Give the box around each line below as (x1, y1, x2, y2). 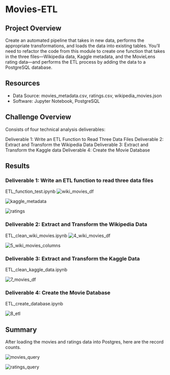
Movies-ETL (5, 4, 58, 15)
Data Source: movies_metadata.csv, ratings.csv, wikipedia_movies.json (12, 93, 162, 99)
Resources (5, 79, 40, 88)
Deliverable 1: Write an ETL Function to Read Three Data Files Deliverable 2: (5, 136, 164, 142)
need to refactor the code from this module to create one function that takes (5, 48, 165, 54)
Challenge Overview (5, 113, 71, 122)
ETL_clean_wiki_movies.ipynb (5, 233, 68, 239)
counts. (5, 344, 21, 351)
